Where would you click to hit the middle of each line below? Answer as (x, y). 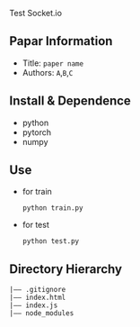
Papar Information (61, 41)
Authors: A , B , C (48, 72)
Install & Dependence (70, 101)
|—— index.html (38, 298)
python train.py (52, 208)
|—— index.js (34, 305)
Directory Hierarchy (66, 269)
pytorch (37, 132)
